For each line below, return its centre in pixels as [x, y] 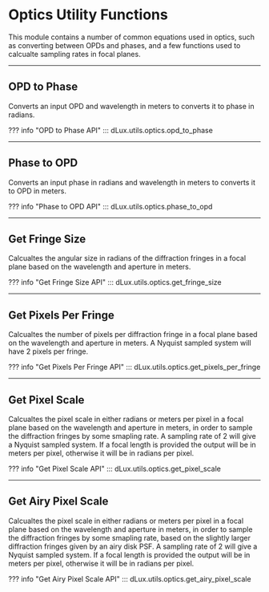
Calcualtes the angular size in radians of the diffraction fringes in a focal [127, 258]
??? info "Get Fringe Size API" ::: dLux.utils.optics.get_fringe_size [115, 282]
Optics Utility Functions [88, 15]
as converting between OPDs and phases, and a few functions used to [124, 45]
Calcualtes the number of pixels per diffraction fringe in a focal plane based [133, 335]
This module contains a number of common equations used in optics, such [131, 37]
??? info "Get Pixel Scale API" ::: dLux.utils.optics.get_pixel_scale [115, 468]
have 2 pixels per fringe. [48, 351]
